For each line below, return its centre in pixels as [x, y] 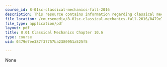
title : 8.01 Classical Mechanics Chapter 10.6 [54, 33]
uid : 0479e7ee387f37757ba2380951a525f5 [46, 42]
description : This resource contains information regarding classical [80, 14]
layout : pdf [17, 28]
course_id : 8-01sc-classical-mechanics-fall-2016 [58, 10]
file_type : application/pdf [34, 23]
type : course [19, 37]
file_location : [21, 19]
